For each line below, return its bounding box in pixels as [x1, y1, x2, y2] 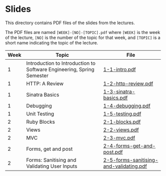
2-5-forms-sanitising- [103, 156, 159, 163]
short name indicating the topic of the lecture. [5, 39, 98, 45]
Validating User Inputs [26, 163, 78, 170]
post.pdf [103, 148, 123, 155]
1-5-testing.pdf [103, 110, 142, 117]
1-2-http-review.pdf [103, 80, 153, 87]
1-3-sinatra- [103, 88, 135, 95]
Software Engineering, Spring [26, 66, 95, 72]
